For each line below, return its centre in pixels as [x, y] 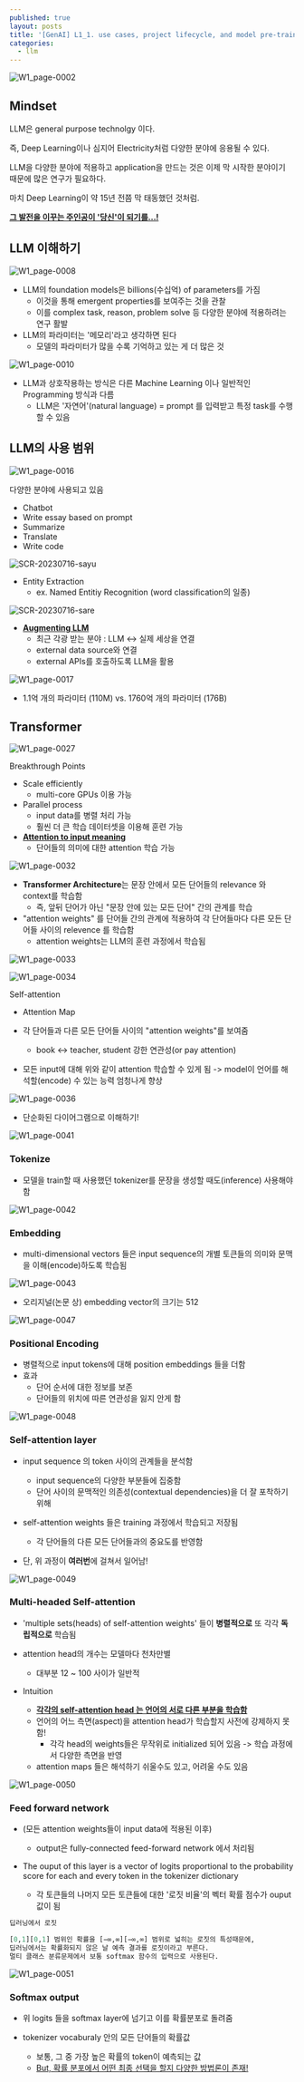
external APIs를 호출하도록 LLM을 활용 [105, 661]
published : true [40, 18]
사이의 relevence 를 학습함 [87, 930]
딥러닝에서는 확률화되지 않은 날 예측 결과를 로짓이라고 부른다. [109, 1948]
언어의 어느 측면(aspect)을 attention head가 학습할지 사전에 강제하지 [158, 1721]
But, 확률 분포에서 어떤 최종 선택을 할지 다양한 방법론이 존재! [142, 2067]
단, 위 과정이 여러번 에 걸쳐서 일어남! [85, 1561]
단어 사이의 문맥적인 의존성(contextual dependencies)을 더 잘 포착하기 [162, 1491]
